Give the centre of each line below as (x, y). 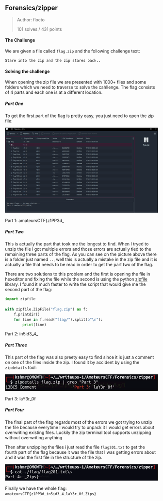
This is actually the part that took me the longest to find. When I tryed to (77, 244)
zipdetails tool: (21, 368)
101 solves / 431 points (39, 29)
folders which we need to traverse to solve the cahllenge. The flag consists (80, 87)
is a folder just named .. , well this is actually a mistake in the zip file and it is (81, 259)
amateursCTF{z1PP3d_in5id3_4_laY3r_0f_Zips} (51, 494)
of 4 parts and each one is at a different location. (54, 92)
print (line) (35, 325)
